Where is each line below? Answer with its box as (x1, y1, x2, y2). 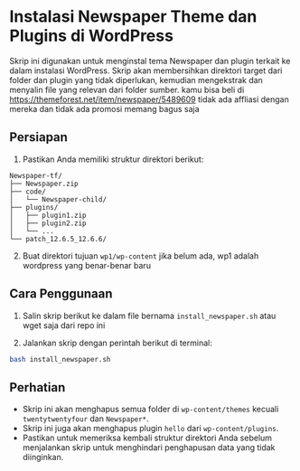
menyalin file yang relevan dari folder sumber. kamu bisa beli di (9, 84, 245, 95)
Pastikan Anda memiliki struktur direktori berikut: (22, 154, 204, 165)
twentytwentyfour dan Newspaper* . (22, 413, 149, 424)
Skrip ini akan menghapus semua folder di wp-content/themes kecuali (22, 404, 279, 415)
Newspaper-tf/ (9, 171, 63, 180)
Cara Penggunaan (9, 287, 113, 302)
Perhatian (9, 380, 66, 395)
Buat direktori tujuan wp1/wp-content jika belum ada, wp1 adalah (22, 250, 259, 261)
